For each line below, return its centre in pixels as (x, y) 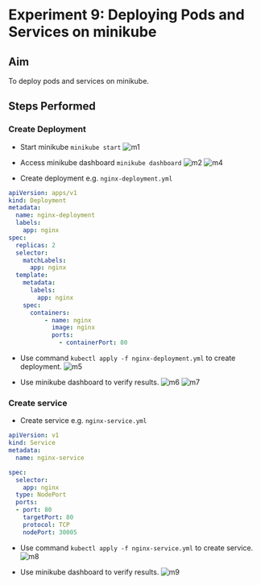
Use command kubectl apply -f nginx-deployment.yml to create (128, 358)
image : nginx (73, 328)
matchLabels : (45, 260)
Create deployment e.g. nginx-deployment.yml (96, 178)
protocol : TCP (46, 525)
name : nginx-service (50, 458)
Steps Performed (52, 106)
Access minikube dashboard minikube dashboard (101, 162)
